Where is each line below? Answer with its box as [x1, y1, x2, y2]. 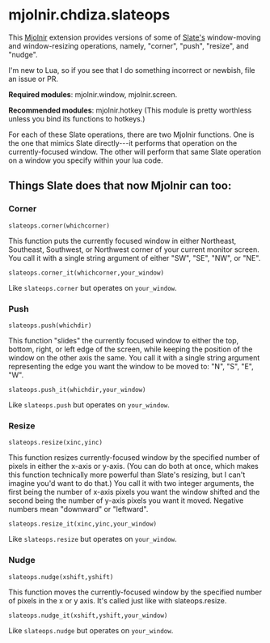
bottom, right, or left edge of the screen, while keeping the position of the [8, 344, 253, 354]
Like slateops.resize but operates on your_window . [8, 534, 178, 544]
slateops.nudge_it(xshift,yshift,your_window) [8, 611, 168, 620]
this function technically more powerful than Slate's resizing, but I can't [8, 470, 246, 479]
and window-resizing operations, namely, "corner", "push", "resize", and [8, 40, 249, 50]
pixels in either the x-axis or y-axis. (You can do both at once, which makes [8, 462, 259, 471]
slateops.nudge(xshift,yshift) [8, 573, 114, 581]
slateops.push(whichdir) [8, 321, 92, 330]
